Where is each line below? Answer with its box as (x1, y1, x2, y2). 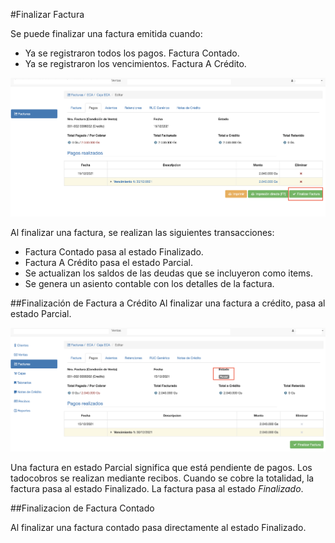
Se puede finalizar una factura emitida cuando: (10, 28, 203, 39)
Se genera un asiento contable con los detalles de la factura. (24, 278, 275, 290)
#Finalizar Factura (10, 9, 85, 20)
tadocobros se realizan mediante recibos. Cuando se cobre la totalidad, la (10, 472, 315, 484)
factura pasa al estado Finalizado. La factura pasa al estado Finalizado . (10, 482, 304, 494)
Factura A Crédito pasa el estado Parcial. (24, 257, 193, 269)
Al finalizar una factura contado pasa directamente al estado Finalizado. (10, 521, 307, 533)
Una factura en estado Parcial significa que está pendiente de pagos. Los (10, 461, 313, 473)
